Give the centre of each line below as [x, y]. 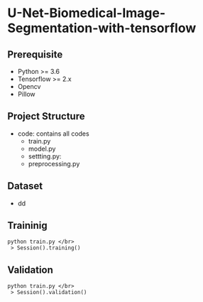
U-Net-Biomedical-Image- [87, 13]
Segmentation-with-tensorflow [102, 28]
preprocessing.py [54, 163]
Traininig [27, 226]
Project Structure [46, 116]
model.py [42, 149]
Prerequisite [35, 54]
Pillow [26, 94]
